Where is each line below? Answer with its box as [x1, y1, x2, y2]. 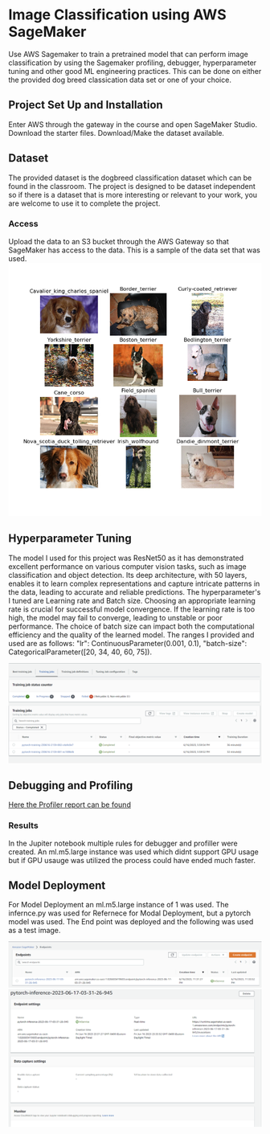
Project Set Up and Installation [8, 98, 163, 112]
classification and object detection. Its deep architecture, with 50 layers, [8, 570, 247, 579]
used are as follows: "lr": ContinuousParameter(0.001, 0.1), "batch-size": [8, 638, 247, 648]
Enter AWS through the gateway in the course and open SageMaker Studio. [8, 119, 258, 129]
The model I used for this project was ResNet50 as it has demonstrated [8, 553, 244, 563]
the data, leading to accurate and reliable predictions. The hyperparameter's [8, 587, 261, 596]
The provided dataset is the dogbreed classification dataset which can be [8, 173, 252, 182]
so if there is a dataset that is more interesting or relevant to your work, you [8, 190, 258, 199]
